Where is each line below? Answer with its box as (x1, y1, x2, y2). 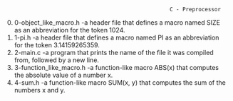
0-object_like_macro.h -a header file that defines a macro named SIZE (14, 18, 221, 27)
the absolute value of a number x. (14, 71, 113, 79)
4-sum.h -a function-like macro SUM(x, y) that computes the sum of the (14, 78, 226, 87)
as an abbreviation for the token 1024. (14, 26, 126, 34)
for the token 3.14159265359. (14, 41, 100, 49)
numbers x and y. (14, 86, 66, 94)
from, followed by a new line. (14, 56, 100, 64)
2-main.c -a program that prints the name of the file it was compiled (14, 49, 214, 57)
